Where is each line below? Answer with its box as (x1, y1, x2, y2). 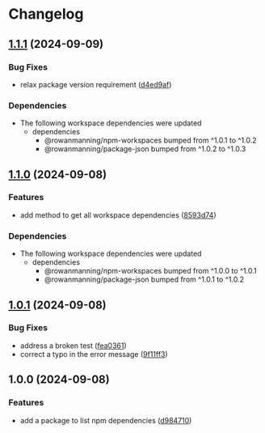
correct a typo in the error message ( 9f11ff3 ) (19, 349, 168, 359)
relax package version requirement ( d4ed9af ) (19, 79, 172, 89)
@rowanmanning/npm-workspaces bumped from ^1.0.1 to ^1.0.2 (44, 135, 257, 146)
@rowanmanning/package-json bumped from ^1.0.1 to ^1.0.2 (44, 274, 245, 284)
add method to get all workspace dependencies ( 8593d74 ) (19, 210, 217, 219)
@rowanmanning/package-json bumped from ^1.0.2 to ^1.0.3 (44, 144, 246, 154)
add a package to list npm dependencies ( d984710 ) (19, 415, 192, 425)
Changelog (8, 5, 84, 23)
